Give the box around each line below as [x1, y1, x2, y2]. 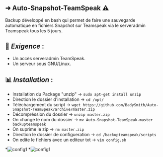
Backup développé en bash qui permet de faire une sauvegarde [5, 17, 136, 23]
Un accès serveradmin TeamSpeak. [12, 55, 85, 61]
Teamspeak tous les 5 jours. [5, 27, 63, 34]
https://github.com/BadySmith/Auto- [82, 103, 159, 108]
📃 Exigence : [5, 42, 44, 51]
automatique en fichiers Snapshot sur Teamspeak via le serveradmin [5, 22, 146, 28]
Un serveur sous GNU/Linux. [12, 61, 71, 67]
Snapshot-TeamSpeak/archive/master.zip [12, 107, 95, 112]
